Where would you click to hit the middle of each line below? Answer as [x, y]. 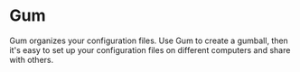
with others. [32, 59]
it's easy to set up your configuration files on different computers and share [150, 49]
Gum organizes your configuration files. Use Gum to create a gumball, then [149, 40]
